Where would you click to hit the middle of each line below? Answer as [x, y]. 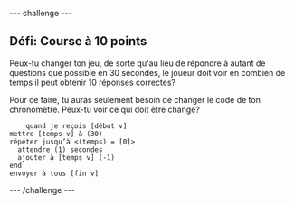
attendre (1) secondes [60, 149]
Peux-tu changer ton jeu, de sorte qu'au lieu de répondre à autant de [138, 63]
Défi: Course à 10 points [78, 41]
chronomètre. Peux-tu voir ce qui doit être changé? [105, 109]
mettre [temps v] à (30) [56, 134]
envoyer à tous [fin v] [54, 173]
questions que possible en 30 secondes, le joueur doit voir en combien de [147, 72]
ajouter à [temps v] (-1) [66, 157]
